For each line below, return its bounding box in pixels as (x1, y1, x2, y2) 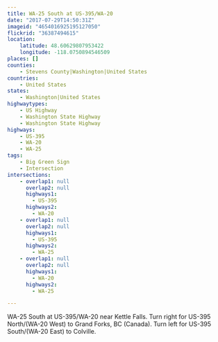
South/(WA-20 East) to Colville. (7, 327, 97, 336)
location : (7, 36, 36, 43)
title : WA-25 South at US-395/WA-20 (7, 10, 113, 17)
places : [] (7, 55, 39, 62)
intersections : (7, 171, 51, 178)
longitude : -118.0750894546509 (19, 49, 110, 56)
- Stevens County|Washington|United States (19, 68, 148, 75)
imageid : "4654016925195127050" (7, 23, 101, 30)
